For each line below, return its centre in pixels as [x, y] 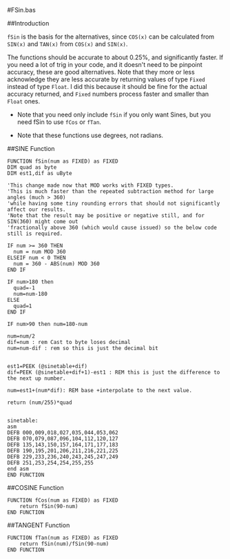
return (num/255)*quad [40, 403]
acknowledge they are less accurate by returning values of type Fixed [106, 79]
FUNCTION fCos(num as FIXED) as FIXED [63, 500]
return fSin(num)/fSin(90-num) [64, 544]
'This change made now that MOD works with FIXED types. [91, 185]
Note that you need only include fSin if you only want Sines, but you [114, 114]
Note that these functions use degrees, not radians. [90, 135]
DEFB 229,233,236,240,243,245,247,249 [63, 457]
